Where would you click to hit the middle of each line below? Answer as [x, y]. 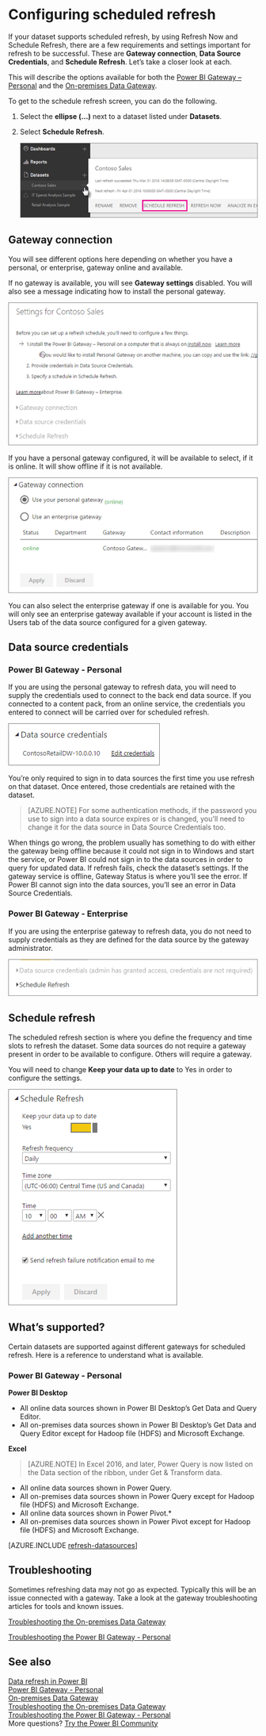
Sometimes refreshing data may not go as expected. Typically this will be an [132, 1589]
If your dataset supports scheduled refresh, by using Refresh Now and [123, 36]
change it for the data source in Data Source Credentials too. [127, 827]
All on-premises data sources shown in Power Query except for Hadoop [137, 1496]
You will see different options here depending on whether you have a [121, 259]
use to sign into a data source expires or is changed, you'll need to [136, 819]
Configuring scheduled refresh [112, 15]
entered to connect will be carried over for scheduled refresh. [109, 712]
